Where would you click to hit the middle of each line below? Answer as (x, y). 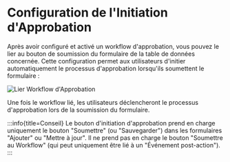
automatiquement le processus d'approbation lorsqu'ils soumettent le (106, 68)
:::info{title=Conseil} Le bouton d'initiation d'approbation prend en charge (111, 123)
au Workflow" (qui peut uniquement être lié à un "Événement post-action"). (114, 145)
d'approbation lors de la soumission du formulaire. (79, 110)
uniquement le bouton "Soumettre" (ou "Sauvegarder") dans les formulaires (115, 130)
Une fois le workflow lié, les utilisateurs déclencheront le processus (103, 102)
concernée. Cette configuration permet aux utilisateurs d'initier (96, 61)
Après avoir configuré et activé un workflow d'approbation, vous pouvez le (113, 46)
